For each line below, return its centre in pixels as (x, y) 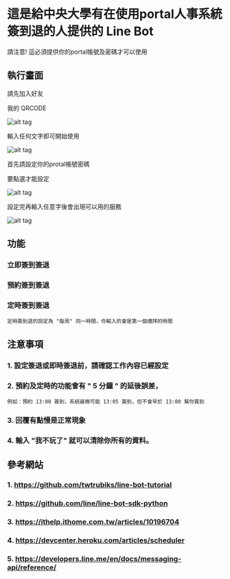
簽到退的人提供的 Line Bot (80, 31)
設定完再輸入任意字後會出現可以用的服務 (64, 207)
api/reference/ (32, 567)
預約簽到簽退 (28, 285)
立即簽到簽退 (28, 265)
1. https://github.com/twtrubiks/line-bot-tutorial (90, 485)
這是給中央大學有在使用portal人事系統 (115, 14)
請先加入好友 (25, 93)
